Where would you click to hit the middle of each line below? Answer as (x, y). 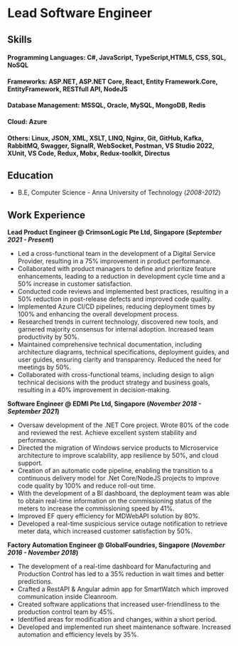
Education (31, 175)
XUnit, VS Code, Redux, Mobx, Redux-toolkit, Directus (89, 153)
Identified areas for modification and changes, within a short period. (117, 620)
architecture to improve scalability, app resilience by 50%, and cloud (118, 456)
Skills (20, 40)
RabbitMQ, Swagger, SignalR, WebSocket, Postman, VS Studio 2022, (111, 145)
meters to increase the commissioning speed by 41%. (96, 508)
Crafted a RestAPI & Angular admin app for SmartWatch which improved (123, 589)
